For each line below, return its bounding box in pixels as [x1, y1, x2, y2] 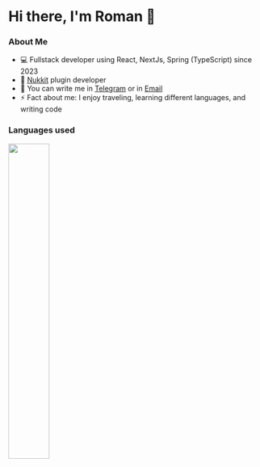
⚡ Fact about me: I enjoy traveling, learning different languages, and [19, 93, 246, 103]
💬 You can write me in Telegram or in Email [19, 84, 163, 94]
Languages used [8, 124, 75, 136]
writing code [19, 104, 62, 114]
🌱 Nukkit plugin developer [19, 75, 107, 85]
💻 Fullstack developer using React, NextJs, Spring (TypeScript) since [19, 55, 253, 65]
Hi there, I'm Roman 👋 [8, 7, 156, 26]
